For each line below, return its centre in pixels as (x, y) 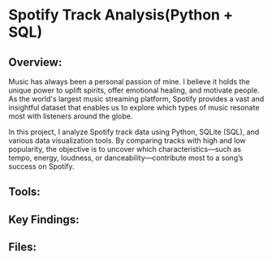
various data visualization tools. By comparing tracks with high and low (127, 140)
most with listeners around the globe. (71, 116)
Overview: (35, 62)
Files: (22, 247)
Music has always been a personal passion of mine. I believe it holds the (129, 82)
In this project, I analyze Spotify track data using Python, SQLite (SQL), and (134, 132)
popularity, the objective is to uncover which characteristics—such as (125, 149)
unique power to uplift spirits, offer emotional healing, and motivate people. (134, 90)
